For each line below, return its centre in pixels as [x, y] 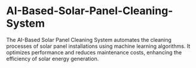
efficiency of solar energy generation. [53, 59]
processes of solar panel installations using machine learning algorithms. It [98, 46]
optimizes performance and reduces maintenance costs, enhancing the [94, 52]
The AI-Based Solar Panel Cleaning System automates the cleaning [89, 40]
